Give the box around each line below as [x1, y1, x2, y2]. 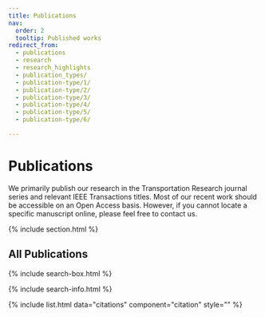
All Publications [8, 248, 89, 261]
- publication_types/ [15, 71, 88, 79]
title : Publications [8, 11, 77, 20]
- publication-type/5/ [15, 109, 91, 117]
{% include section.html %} [8, 224, 99, 234]
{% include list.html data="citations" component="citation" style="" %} [8, 299, 243, 309]
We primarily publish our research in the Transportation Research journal [8, 183, 247, 192]
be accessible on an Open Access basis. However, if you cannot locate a [8, 200, 247, 210]
